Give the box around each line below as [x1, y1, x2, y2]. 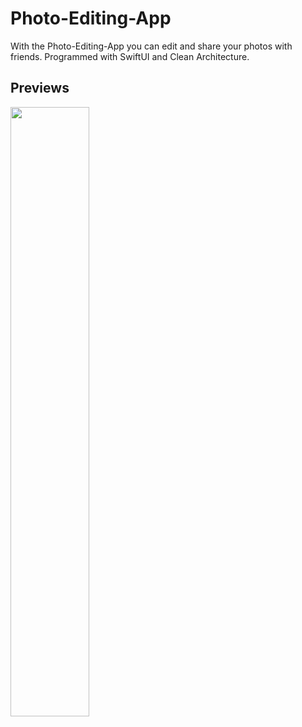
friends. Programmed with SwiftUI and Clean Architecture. [10, 50, 250, 62]
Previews [10, 80, 70, 97]
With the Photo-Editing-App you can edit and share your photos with [10, 40, 293, 52]
